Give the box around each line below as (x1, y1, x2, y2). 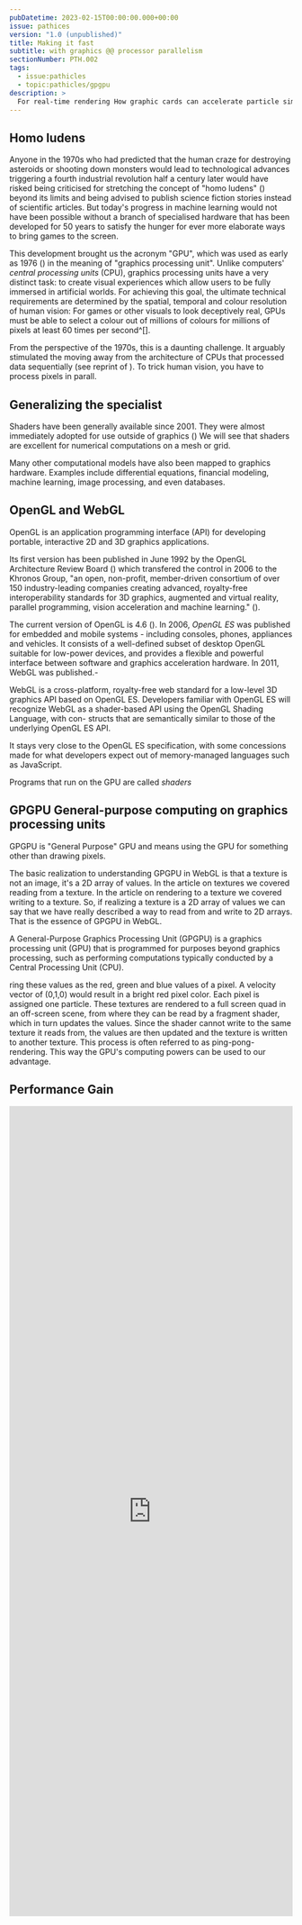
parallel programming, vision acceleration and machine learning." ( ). (9, 601, 261, 613)
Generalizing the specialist (9, 397, 163, 413)
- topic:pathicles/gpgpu (17, 80, 111, 89)
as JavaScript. (9, 758, 63, 770)
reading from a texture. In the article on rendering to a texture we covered (9, 886, 282, 897)
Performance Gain (9, 1082, 114, 1097)
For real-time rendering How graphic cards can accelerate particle (17, 96, 280, 106)
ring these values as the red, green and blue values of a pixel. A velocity (9, 979, 277, 990)
